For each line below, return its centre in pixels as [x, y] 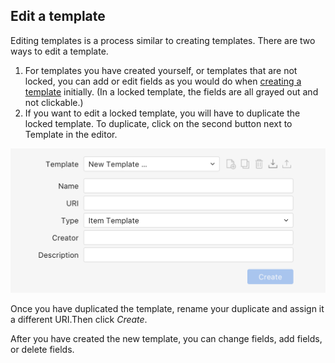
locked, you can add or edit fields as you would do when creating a [163, 81]
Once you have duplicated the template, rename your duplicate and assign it [167, 308]
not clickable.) [54, 102]
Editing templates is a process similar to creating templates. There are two [163, 40]
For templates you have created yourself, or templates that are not [161, 70]
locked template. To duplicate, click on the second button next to [158, 123]
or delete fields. [42, 349]
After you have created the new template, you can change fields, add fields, [166, 338]
